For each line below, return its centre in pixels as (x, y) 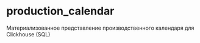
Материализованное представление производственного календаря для (100, 28)
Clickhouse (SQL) (28, 34)
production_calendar (60, 11)
